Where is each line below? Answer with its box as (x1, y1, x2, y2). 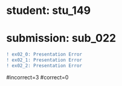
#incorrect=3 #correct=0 (6, 73, 69, 81)
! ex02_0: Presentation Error (6, 51, 83, 58)
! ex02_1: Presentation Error (6, 57, 83, 63)
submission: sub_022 (6, 31, 117, 45)
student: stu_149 (6, 4, 91, 18)
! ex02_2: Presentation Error (6, 62, 83, 68)
